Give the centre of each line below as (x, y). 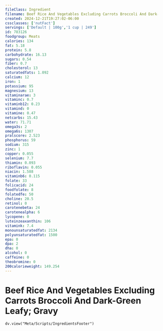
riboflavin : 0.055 (24, 167)
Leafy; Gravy (32, 311)
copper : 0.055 (19, 154)
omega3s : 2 (16, 126)
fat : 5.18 (15, 46)
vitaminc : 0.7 (19, 100)
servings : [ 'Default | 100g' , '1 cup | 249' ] (51, 28)
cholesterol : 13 (21, 68)
